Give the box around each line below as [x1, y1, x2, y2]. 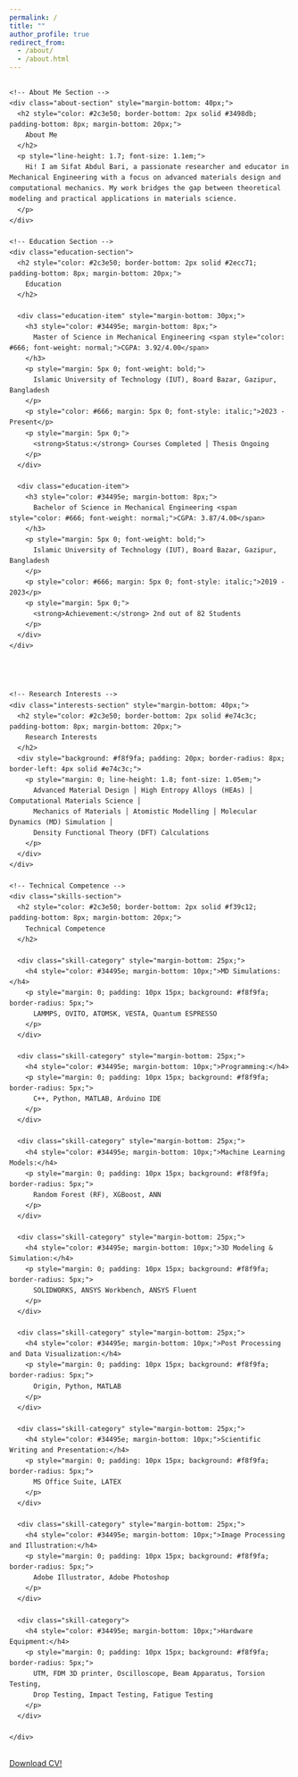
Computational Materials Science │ [9, 796, 142, 805]
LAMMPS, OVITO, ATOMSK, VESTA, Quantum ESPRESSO [32, 1009, 218, 1018]
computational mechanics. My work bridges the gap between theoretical [9, 184, 281, 193]
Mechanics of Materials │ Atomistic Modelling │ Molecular [32, 807, 257, 816]
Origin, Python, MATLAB [32, 1382, 122, 1391]
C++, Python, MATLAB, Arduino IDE [32, 1094, 162, 1104]
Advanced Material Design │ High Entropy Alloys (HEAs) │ [32, 786, 253, 795]
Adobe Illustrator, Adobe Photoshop [32, 1573, 170, 1582]
